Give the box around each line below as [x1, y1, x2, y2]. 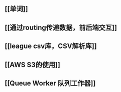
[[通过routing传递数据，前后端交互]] [5, 23, 117, 31]
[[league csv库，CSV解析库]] [5, 42, 97, 50]
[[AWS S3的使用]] [5, 60, 61, 69]
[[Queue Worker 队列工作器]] [5, 79, 96, 87]
